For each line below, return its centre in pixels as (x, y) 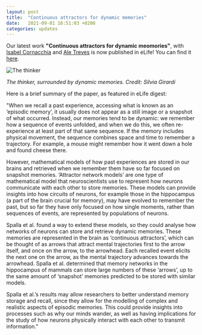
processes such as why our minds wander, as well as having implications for (101, 314)
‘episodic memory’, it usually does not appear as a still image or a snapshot (99, 112)
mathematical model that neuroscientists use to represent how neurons (95, 181)
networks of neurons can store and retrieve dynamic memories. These (94, 231)
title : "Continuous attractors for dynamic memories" (77, 18)
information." (22, 327)
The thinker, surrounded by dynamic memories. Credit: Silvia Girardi (91, 82)
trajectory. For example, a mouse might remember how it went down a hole (99, 144)
